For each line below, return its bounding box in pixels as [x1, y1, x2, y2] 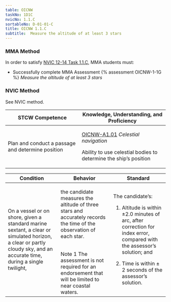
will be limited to [60, 276, 100, 283]
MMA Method [5, 48, 40, 55]
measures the [60, 194, 94, 202]
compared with [122, 236, 158, 243]
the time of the [60, 220, 96, 227]
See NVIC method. [5, 98, 44, 105]
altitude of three [60, 201, 99, 208]
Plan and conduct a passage [8, 140, 76, 147]
